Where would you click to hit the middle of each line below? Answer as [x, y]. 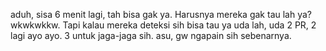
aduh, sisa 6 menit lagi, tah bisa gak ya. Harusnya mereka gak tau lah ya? [161, 14]
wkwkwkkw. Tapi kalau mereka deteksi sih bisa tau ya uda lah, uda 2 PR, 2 [163, 25]
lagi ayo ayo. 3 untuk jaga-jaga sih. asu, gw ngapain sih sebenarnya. [151, 35]
